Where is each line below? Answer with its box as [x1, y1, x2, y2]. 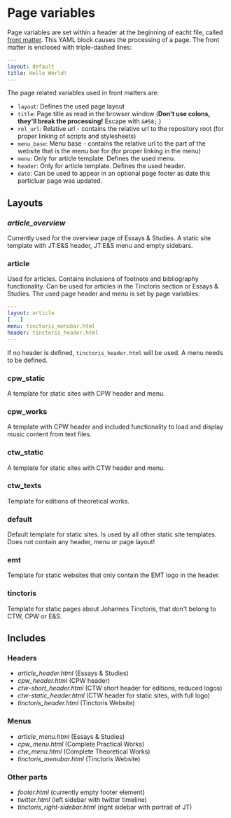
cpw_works [7, 406, 48, 416]
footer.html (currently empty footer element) [17, 788, 145, 796]
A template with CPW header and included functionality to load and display [7, 422, 224, 431]
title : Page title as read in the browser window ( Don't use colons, [17, 110, 211, 118]
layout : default [7, 63, 55, 70]
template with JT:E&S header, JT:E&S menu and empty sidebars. [7, 242, 194, 250]
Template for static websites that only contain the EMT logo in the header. [7, 571, 220, 579]
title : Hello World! [7, 69, 68, 76]
